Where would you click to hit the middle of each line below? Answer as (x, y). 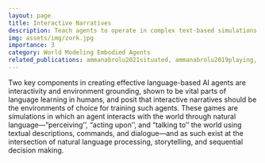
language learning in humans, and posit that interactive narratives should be (132, 99)
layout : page (30, 16)
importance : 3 (32, 45)
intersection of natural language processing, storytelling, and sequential (126, 142)
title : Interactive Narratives (60, 23)
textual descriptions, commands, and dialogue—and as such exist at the (126, 133)
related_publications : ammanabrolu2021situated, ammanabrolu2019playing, (133, 60)
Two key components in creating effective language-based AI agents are (127, 82)
